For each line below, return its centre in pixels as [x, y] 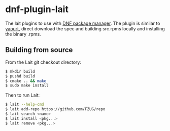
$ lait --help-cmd [25, 105]
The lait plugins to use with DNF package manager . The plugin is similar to [83, 23]
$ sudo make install [27, 85]
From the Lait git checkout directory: [43, 62]
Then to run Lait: [23, 95]
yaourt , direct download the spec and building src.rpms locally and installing [85, 28]
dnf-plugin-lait [37, 9]
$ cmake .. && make [26, 81]
